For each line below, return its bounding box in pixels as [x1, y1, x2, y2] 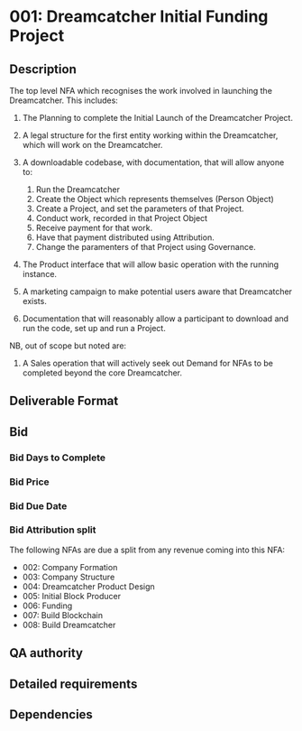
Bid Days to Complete [9, 451, 106, 464]
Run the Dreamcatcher [35, 184, 120, 195]
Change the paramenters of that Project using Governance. [35, 242, 256, 252]
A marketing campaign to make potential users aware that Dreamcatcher [22, 286, 293, 297]
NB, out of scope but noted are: [9, 340, 127, 351]
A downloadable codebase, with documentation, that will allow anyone [22, 157, 285, 168]
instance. [22, 269, 57, 279]
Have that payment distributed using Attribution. [35, 232, 215, 243]
